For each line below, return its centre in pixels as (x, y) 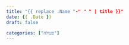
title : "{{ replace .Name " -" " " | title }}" (65, 11)
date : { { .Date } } (29, 17)
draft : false (22, 22)
